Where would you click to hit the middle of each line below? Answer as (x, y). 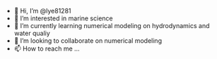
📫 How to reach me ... (47, 48)
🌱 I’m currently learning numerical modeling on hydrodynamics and (112, 26)
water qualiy (32, 33)
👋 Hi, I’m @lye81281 (42, 11)
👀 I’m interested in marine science (63, 18)
